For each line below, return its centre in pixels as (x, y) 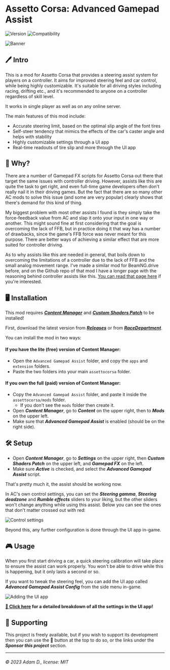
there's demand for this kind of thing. (44, 202)
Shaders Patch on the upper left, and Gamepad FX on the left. (78, 463)
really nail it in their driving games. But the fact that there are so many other (84, 192)
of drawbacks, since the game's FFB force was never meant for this (76, 234)
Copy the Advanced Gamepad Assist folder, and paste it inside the (79, 394)
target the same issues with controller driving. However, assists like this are (84, 181)
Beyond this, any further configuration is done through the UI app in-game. (83, 530)
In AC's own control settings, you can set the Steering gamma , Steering (81, 494)
